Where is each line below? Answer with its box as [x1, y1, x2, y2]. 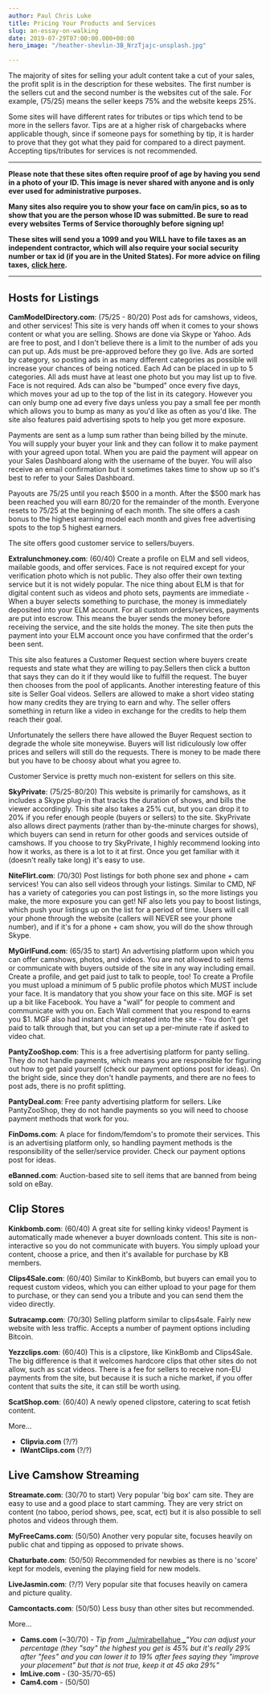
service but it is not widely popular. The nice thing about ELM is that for [8, 579, 245, 589]
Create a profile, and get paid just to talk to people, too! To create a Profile [8, 972, 254, 981]
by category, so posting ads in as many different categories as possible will [8, 354, 258, 364]
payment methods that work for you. [8, 1114, 129, 1123]
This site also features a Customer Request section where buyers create [8, 654, 247, 664]
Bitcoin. [8, 1332, 34, 1341]
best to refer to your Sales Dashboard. [8, 473, 135, 482]
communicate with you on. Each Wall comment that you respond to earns [8, 1005, 251, 1015]
